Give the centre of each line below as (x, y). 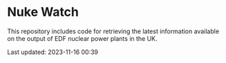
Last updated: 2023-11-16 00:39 (53, 52)
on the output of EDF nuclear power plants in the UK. (82, 38)
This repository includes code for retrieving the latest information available (113, 31)
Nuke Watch (43, 12)
